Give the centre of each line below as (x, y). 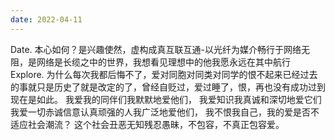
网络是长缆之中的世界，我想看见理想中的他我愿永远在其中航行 (163, 62)
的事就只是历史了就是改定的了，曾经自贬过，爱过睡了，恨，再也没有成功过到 (168, 87)
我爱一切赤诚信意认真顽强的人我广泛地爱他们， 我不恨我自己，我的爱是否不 (165, 112)
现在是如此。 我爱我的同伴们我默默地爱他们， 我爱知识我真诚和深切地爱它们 (166, 99)
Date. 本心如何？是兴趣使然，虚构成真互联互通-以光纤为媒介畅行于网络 (156, 49)
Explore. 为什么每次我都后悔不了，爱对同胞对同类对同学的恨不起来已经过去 (164, 74)
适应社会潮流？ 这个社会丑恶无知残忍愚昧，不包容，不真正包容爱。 (147, 124)
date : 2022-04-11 (46, 19)
